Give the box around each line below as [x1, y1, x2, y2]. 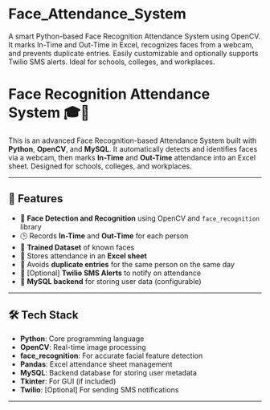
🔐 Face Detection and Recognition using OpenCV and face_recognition [19, 213, 260, 223]
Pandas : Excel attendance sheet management [19, 359, 173, 369]
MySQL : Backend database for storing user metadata [19, 367, 197, 377]
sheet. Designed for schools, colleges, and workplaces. [8, 161, 192, 171]
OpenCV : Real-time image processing [19, 342, 146, 351]
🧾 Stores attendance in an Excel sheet [19, 250, 147, 261]
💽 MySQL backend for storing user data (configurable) [19, 276, 202, 286]
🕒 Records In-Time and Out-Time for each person [19, 230, 189, 241]
